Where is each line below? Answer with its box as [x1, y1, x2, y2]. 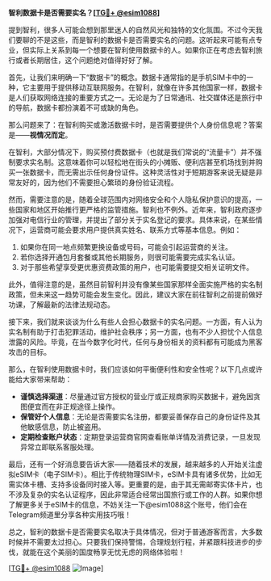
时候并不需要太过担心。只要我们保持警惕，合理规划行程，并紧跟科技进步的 [8, 537, 256, 546]
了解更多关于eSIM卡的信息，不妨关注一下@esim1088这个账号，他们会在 [8, 500, 248, 509]
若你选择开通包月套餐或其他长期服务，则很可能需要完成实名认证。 [19, 252, 240, 262]
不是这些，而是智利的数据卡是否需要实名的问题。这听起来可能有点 [35, 36, 256, 44]
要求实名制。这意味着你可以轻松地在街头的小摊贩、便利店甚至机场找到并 [15, 158, 256, 166]
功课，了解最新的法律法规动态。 [8, 300, 115, 309]
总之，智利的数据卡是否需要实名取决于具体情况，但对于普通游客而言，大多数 [8, 527, 263, 537]
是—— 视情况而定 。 [8, 130, 73, 140]
